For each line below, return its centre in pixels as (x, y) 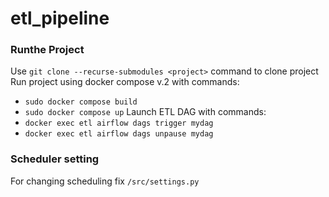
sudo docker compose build (81, 102)
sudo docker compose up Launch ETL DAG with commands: (145, 112)
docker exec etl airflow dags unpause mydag (119, 134)
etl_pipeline (60, 18)
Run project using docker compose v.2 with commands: (125, 82)
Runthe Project (47, 50)
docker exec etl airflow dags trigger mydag (119, 123)
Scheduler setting (55, 159)
